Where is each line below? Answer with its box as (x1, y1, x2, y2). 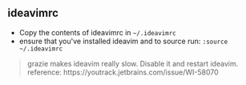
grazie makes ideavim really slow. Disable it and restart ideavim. (26, 59, 239, 68)
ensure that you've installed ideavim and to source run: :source (18, 36, 228, 46)
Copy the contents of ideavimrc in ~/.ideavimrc (18, 27, 177, 37)
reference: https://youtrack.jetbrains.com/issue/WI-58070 (26, 67, 220, 77)
